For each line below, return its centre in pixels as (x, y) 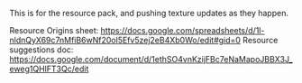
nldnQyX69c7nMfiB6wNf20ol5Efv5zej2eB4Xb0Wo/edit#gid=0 (125, 40)
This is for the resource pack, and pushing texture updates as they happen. (149, 13)
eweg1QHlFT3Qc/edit (49, 69)
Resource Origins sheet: (54, 30)
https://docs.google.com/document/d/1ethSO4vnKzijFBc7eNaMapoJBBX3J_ (151, 59)
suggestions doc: (41, 50)
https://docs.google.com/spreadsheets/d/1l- (183, 30)
